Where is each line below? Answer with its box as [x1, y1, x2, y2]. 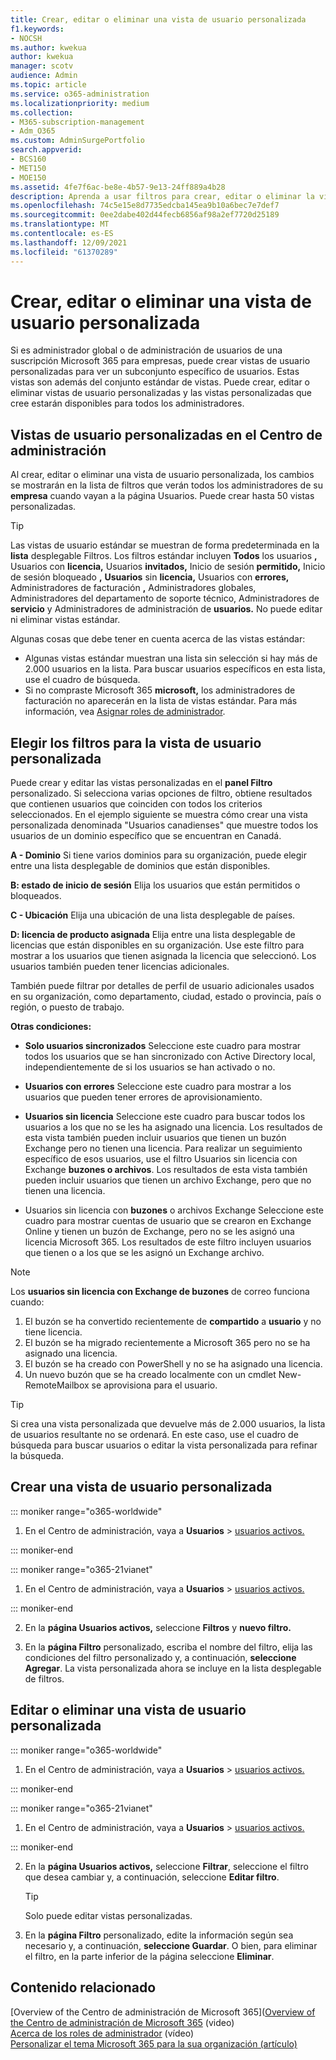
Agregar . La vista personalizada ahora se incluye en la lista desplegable [24, 1662, 322, 1674]
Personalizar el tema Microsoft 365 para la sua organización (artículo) [10, 2037, 298, 2050]
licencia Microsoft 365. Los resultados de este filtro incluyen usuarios [24, 1236, 312, 1248]
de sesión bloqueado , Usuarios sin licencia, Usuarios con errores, [10, 571, 290, 583]
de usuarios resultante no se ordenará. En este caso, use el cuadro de [10, 1429, 299, 1441]
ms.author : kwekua [10, 42, 87, 53]
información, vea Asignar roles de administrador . [24, 706, 226, 718]
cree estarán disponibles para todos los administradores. [10, 397, 245, 410]
